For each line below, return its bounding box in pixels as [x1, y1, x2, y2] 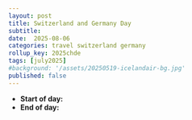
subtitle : [8, 27, 42, 35]
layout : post [8, 11, 52, 20]
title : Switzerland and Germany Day [8, 19, 131, 27]
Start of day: [19, 93, 63, 103]
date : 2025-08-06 [8, 34, 70, 43]
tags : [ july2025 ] [8, 57, 67, 65]
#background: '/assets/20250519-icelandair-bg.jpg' [8, 64, 186, 72]
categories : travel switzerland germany [8, 42, 147, 50]
